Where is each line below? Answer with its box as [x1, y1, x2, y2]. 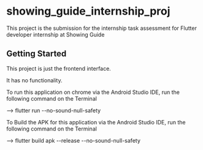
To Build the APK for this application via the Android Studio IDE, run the [6, 118, 186, 126]
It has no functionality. [6, 76, 63, 84]
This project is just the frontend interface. [6, 65, 112, 72]
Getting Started [6, 49, 67, 59]
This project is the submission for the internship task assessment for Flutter [6, 24, 197, 32]
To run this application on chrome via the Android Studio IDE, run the [6, 88, 180, 96]
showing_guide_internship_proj [6, 4, 170, 18]
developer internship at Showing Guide [6, 30, 105, 38]
